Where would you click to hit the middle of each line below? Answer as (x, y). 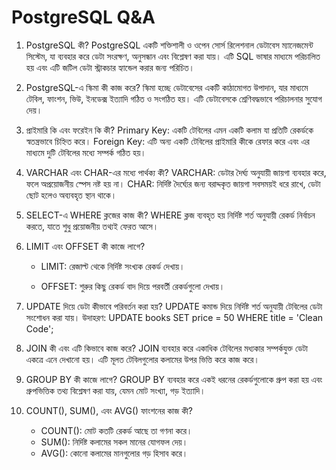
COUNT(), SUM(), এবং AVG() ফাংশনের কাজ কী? (109, 410)
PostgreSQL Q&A (83, 17)
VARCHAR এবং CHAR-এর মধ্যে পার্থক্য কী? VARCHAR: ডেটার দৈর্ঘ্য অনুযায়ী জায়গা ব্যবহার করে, (176, 172)
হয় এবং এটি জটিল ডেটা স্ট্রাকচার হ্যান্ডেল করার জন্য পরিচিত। (110, 67)
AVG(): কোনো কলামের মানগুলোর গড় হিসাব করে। (114, 453)
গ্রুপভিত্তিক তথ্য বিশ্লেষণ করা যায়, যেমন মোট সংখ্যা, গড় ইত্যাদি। (115, 390)
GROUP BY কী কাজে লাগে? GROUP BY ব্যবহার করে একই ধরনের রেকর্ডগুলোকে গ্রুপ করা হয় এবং (174, 379)
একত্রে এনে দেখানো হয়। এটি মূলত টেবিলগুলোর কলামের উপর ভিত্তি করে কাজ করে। (142, 359)
